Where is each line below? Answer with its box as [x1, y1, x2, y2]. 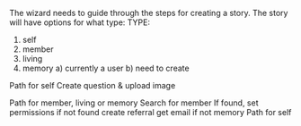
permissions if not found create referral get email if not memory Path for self [9, 107, 292, 117]
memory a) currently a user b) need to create [22, 63, 190, 73]
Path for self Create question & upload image [9, 80, 176, 90]
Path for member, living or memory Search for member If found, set [9, 97, 259, 108]
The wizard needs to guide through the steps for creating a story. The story [9, 8, 288, 18]
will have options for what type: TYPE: [9, 17, 151, 28]
